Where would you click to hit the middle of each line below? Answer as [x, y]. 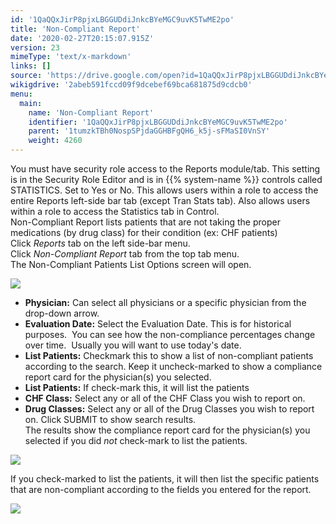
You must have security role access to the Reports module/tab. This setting [165, 169]
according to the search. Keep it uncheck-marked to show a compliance [173, 366]
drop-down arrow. [62, 313]
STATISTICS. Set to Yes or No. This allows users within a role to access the [164, 190]
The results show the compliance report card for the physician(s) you [167, 430]
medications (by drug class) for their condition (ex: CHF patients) [144, 232]
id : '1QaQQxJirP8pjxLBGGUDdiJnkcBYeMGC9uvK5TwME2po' [122, 19]
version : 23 [35, 47]
